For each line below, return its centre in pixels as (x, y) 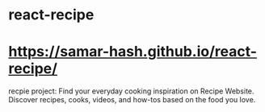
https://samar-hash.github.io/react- (132, 52)
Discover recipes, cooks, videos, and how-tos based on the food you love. (132, 100)
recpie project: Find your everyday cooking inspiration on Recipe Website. (131, 91)
